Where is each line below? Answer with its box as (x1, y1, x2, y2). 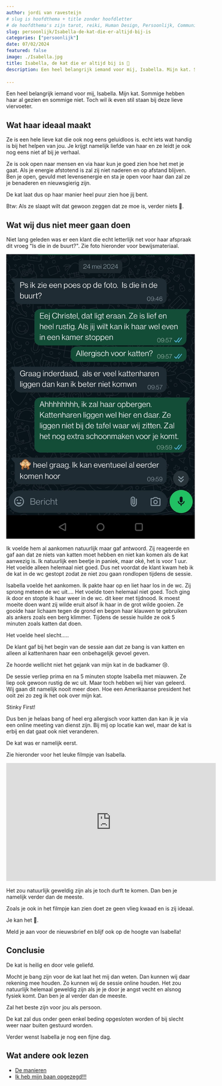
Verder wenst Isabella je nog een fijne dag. (6, 1033, 112, 1040)
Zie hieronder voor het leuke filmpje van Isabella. (6, 751, 127, 758)
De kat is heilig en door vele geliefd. (6, 961, 95, 969)
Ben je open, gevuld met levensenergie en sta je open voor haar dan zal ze (6, 173, 190, 180)
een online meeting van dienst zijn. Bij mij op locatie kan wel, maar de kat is (6, 722, 192, 729)
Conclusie (6, 945, 45, 955)
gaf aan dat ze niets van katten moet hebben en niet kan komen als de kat (6, 551, 188, 558)
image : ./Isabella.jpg (6, 54, 63, 60)
